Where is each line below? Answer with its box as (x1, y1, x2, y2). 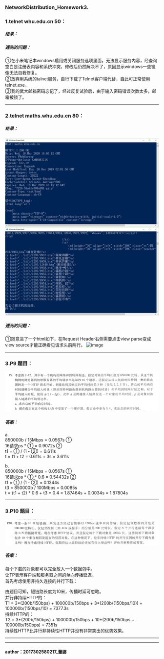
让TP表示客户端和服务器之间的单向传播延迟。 (5, 572, 96, 578)
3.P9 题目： (5, 360, 33, 366)
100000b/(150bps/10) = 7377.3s (5, 605, 69, 611)
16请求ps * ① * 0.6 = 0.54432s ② (5, 474, 77, 480)
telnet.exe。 (5, 82, 29, 88)
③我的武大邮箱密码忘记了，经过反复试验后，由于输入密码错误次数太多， (5, 88, 152, 94)
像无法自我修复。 (5, 70, 40, 76)
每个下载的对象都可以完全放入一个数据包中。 (5, 565, 95, 572)
